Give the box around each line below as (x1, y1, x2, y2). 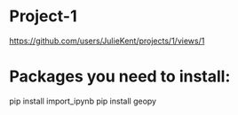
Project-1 (9, 6, 77, 27)
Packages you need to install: (9, 66, 231, 87)
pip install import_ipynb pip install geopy (9, 96, 157, 106)
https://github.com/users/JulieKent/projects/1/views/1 (9, 35, 205, 46)
